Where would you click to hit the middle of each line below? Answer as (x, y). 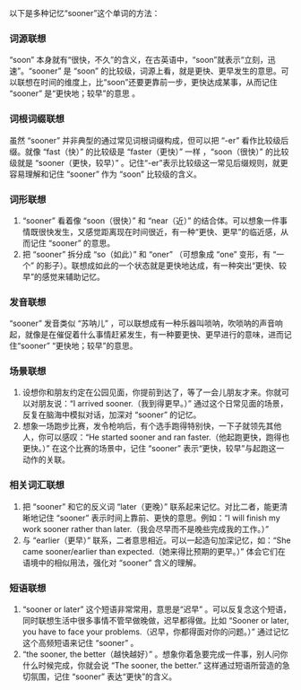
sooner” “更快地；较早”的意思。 (79, 346)
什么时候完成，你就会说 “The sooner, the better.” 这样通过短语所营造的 (152, 666)
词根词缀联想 (37, 119)
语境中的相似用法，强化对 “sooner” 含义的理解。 (112, 563)
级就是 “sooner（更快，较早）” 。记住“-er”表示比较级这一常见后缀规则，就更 (149, 162)
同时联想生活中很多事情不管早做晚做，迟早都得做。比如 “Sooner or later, (155, 621)
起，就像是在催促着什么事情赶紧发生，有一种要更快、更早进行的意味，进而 (146, 335)
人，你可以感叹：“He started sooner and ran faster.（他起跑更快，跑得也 (156, 437)
